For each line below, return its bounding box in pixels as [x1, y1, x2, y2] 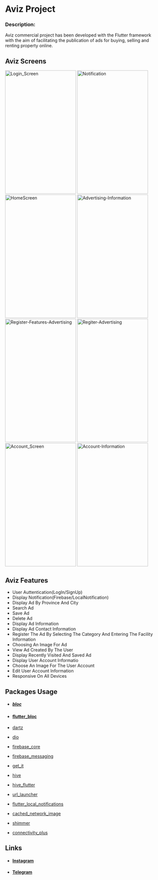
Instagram [12, 858, 34, 864]
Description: [5, 21, 35, 28]
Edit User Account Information [12, 668, 74, 674]
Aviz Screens [5, 57, 47, 65]
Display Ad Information [12, 621, 59, 627]
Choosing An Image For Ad [12, 642, 67, 648]
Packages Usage [5, 687, 58, 696]
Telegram [12, 869, 32, 875]
